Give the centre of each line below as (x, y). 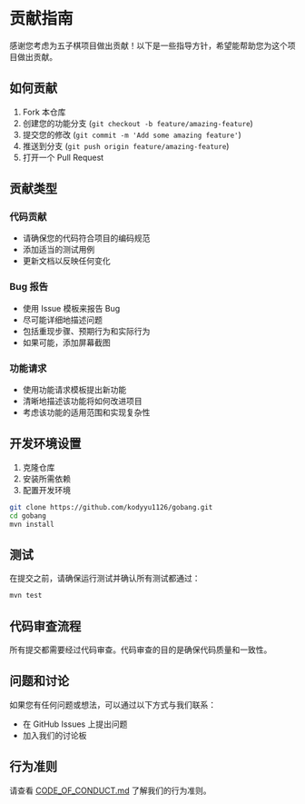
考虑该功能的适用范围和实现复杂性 (86, 412)
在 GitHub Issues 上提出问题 (75, 724)
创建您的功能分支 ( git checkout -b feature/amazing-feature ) (138, 123)
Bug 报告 (29, 287)
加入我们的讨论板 (54, 735)
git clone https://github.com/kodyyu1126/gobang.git (111, 507)
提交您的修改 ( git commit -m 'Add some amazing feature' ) (132, 134)
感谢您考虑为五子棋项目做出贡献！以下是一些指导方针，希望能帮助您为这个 (148, 45)
